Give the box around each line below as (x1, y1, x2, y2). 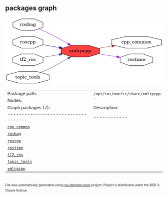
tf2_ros (7, 152, 23, 158)
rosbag (7, 132, 21, 137)
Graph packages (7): (7, 104, 50, 110)
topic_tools (7, 159, 32, 164)
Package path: (7, 91, 37, 97)
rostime (7, 145, 23, 150)
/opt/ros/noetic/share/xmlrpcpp (93, 92, 161, 97)
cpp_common (7, 125, 30, 130)
